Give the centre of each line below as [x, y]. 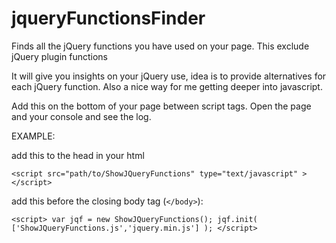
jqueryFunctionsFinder [108, 18]
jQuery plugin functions [60, 56]
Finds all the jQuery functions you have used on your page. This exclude [160, 46]
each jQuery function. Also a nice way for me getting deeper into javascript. [167, 86]
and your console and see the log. [81, 116]
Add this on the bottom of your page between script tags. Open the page [161, 106]
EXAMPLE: [33, 136]
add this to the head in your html [78, 155]
